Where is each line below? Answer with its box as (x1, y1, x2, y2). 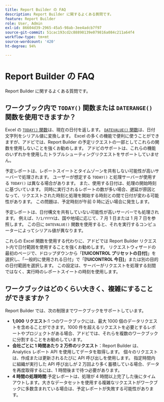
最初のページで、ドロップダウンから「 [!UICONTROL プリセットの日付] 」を (5, 250, 157, 256)
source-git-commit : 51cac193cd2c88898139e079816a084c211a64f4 (5, 30, 135, 35)
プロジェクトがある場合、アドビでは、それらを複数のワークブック (25, 330, 158, 337)
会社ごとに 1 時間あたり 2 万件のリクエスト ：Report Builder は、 (12, 343, 141, 349)
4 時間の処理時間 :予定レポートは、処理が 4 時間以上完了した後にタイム (12, 373, 156, 379)
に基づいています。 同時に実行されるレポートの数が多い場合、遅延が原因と (5, 186, 156, 192)
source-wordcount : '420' (5, 39, 56, 44)
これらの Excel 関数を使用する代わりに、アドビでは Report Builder (5, 238, 139, 244)
